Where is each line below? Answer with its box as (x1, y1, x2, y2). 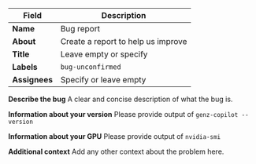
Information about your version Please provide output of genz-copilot (8, 110, 239, 118)
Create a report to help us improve (60, 36, 187, 46)
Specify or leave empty (60, 75, 147, 85)
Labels (12, 62, 38, 72)
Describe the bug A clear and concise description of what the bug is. (8, 94, 233, 104)
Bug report (60, 24, 101, 34)
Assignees (12, 75, 54, 85)
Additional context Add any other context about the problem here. (8, 147, 224, 156)
